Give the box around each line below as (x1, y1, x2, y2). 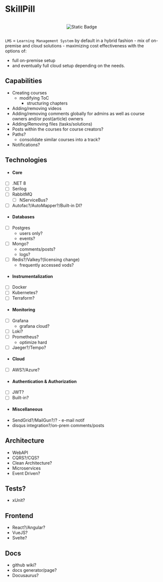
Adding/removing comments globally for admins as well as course (12, 110, 145, 116)
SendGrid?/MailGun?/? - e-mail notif (12, 417, 85, 423)
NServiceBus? (19, 197, 48, 203)
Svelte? (12, 535, 27, 541)
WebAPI (12, 450, 28, 455)
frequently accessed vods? (19, 262, 74, 268)
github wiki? (12, 562, 36, 568)
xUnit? (12, 497, 25, 503)
